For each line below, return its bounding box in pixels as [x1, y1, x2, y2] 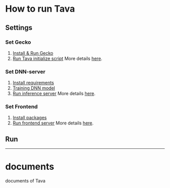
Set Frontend [5, 103, 38, 110]
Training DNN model [12, 85, 55, 91]
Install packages [12, 115, 47, 121]
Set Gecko [5, 39, 31, 46]
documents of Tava [5, 178, 46, 184]
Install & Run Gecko [12, 50, 54, 56]
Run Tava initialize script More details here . [12, 55, 103, 61]
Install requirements [12, 80, 54, 86]
